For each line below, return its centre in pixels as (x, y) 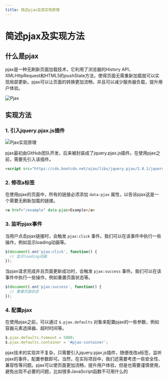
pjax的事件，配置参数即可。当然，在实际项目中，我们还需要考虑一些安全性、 (84, 358)
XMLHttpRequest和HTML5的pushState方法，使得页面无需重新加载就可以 (80, 75)
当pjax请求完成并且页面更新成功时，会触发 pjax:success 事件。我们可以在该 (83, 271)
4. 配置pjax (19, 310)
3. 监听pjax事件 (24, 224)
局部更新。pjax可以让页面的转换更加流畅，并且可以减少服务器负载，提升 (84, 82)
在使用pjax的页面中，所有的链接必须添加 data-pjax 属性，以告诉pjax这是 (80, 195)
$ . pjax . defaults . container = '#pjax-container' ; (57, 342)
